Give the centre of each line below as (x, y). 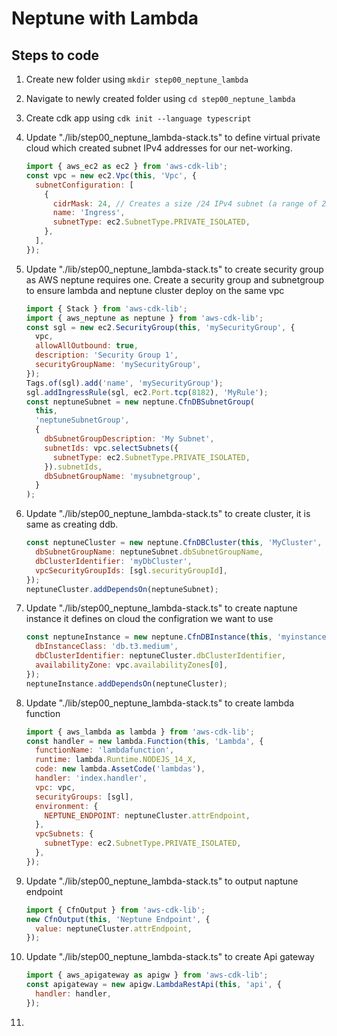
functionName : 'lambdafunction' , (105, 750)
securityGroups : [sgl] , (84, 797)
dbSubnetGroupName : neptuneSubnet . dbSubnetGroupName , (149, 552)
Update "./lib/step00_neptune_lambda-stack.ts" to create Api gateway (170, 957)
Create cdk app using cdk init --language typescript (138, 118)
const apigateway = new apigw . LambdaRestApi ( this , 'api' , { (153, 985)
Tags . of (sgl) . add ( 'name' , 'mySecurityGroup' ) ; (124, 383)
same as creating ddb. (72, 524)
